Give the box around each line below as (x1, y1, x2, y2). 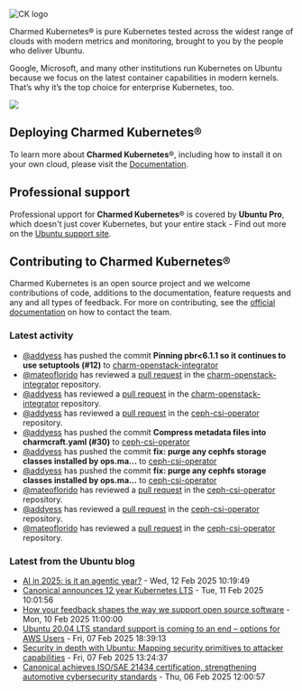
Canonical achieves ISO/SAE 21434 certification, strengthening (22, 662, 257, 673)
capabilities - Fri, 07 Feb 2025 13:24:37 (22, 652, 169, 663)
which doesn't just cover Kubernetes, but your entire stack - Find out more (9, 218, 287, 229)
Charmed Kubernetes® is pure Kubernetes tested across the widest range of (9, 26, 294, 36)
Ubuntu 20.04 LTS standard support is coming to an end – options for (22, 623, 281, 634)
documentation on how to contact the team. (9, 307, 172, 318)
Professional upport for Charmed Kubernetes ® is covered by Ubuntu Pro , (9, 209, 285, 219)
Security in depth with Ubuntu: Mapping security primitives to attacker (22, 642, 284, 654)
